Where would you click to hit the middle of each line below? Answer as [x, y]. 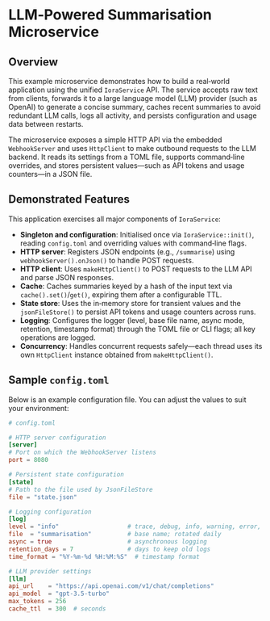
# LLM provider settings [50, 571]
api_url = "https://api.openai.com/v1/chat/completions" [112, 586]
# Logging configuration [50, 512]
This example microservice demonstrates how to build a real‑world [119, 81]
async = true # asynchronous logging [108, 542]
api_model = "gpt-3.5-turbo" [59, 594]
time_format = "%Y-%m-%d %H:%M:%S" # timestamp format [104, 556]
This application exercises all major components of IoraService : [115, 219]
